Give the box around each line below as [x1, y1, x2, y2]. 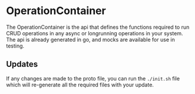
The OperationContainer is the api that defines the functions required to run [6, 23, 190, 31]
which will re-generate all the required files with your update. [6, 81, 154, 88]
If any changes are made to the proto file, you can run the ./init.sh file [6, 75, 180, 82]
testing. [6, 42, 25, 49]
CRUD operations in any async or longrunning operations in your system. [6, 29, 183, 36]
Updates [6, 59, 38, 69]
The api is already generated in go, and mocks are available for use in [6, 36, 175, 43]
